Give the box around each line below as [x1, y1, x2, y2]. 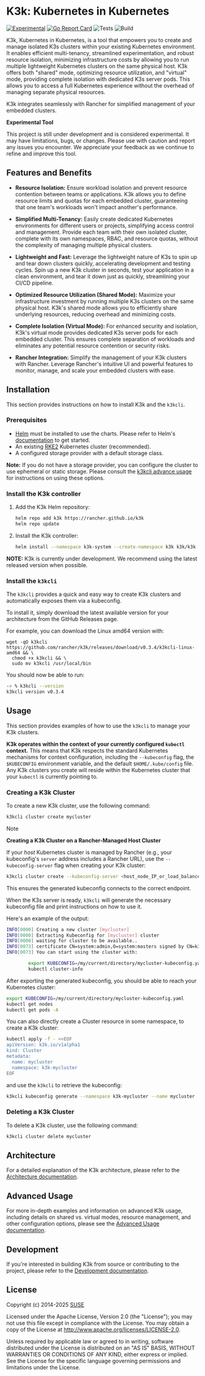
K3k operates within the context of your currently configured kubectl [6, 740, 185, 748]
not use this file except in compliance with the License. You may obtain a [6, 1319, 189, 1326]
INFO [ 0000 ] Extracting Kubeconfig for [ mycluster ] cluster [6, 932, 160, 939]
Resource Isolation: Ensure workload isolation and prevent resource [15, 184, 187, 191]
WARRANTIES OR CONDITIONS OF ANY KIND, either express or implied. [6, 1350, 188, 1358]
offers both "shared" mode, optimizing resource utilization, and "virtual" [6, 69, 187, 76]
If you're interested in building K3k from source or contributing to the [6, 1260, 180, 1268]
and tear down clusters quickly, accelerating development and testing [15, 259, 191, 267]
